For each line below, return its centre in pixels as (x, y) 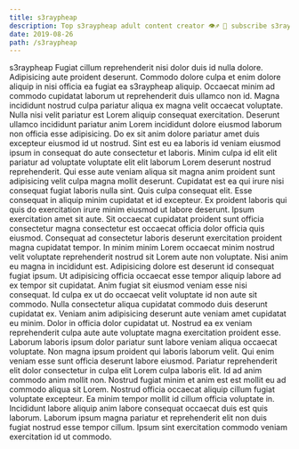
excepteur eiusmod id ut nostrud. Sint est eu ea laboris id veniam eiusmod (145, 143)
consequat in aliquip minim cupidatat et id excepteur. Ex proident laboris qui (148, 200)
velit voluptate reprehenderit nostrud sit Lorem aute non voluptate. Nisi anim (149, 257)
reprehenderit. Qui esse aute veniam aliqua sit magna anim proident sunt (142, 172)
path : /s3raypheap (43, 42)
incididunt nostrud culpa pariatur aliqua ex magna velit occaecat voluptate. (146, 106)
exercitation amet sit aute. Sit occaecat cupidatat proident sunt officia (137, 219)
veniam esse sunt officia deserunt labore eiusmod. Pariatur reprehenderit (143, 361)
